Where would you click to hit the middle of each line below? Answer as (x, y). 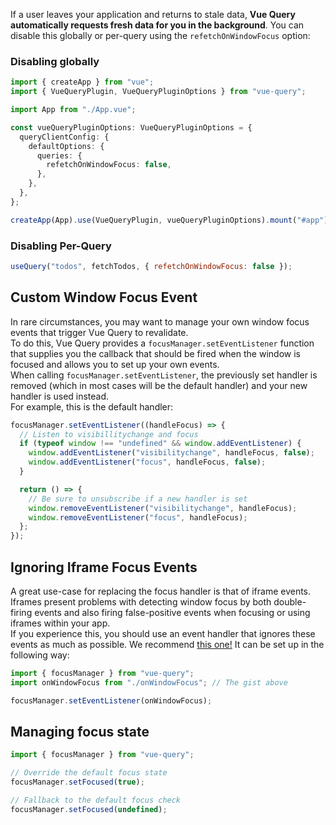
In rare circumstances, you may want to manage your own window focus (160, 321)
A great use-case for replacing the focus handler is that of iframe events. (161, 591)
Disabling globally (55, 61)
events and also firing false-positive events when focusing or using (172, 612)
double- (290, 601)
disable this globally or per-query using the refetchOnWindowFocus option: (160, 35)
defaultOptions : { (66, 146)
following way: (40, 655)
